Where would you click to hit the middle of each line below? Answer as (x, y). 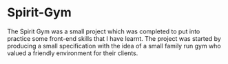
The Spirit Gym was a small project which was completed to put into (104, 31)
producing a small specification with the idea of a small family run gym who (114, 46)
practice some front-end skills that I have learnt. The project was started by (114, 38)
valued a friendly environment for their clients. (73, 53)
